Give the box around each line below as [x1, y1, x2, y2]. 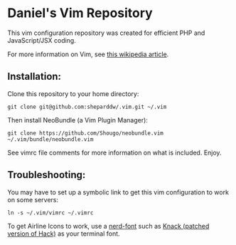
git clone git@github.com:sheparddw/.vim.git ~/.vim [7, 103, 167, 110]
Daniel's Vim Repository [7, 5, 153, 21]
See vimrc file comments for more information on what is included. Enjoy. [7, 148, 222, 157]
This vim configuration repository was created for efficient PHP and [7, 28, 205, 37]
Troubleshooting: [7, 169, 86, 181]
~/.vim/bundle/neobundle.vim [7, 135, 94, 143]
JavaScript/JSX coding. [7, 36, 76, 44]
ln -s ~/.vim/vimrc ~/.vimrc [7, 209, 94, 217]
